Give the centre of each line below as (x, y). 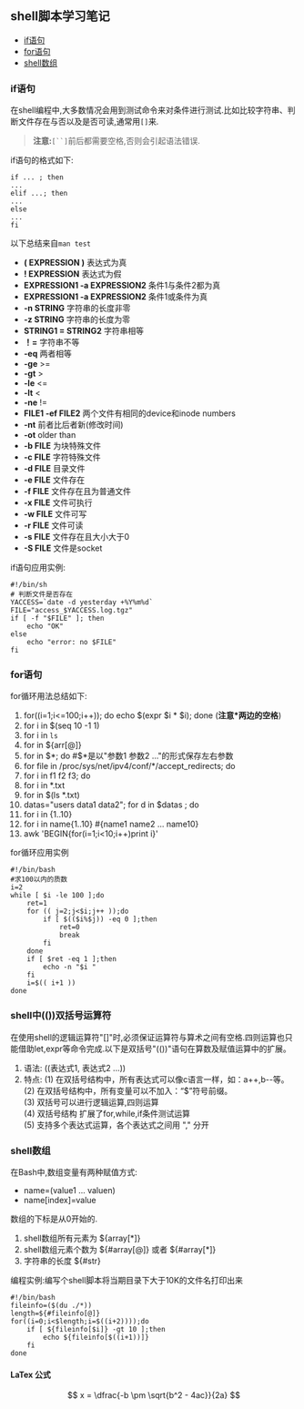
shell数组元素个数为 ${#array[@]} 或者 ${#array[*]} (120, 1249)
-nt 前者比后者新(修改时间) (73, 425)
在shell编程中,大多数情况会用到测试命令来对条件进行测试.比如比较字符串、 (149, 110)
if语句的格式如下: (42, 160)
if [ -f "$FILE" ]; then (57, 618)
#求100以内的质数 (39, 880)
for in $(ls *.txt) (51, 796)
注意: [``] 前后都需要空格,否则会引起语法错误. (117, 141)
